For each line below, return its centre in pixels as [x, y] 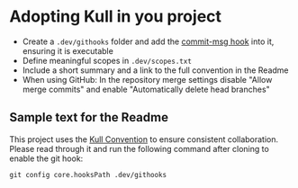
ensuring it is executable [68, 50]
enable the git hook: [46, 158]
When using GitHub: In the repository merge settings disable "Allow [147, 79]
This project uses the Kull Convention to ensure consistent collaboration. [144, 139]
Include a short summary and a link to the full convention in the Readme [155, 70]
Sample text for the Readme [89, 117]
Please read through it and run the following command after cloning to [140, 148]
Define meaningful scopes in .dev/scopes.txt [107, 60]
